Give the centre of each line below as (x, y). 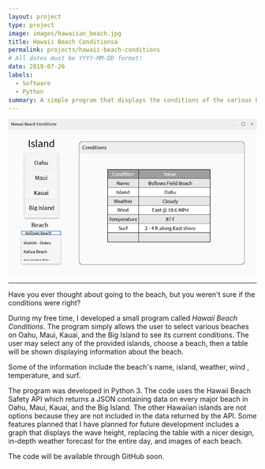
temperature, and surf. (45, 375)
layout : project (35, 17)
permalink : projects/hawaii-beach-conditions (84, 50)
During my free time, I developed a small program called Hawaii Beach (123, 318)
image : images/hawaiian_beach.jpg (65, 33)
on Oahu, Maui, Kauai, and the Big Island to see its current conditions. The (129, 335)
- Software (33, 83)
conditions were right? (45, 302)
